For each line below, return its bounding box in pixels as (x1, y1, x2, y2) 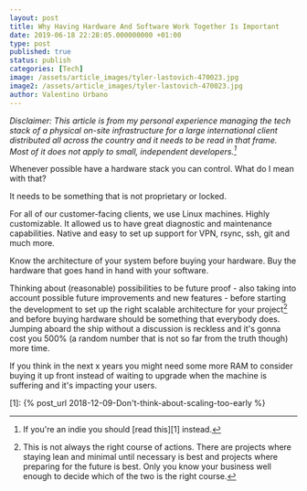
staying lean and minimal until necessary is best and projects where (22, 451, 279, 462)
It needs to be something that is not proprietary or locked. (9, 191, 227, 202)
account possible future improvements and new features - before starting (9, 293, 286, 304)
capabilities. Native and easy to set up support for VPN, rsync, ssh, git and (9, 228, 291, 239)
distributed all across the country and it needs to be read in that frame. (9, 134, 278, 145)
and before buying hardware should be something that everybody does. (9, 313, 281, 325)
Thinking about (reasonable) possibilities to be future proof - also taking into (9, 283, 297, 294)
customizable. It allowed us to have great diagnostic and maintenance (9, 219, 272, 229)
